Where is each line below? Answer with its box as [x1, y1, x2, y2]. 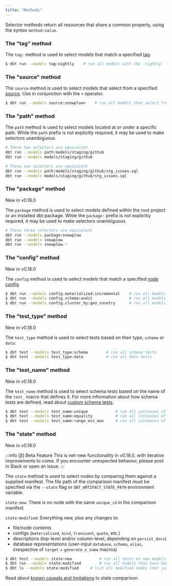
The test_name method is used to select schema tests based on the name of [5, 388, 165, 394]
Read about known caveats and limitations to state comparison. [5, 575, 139, 581]
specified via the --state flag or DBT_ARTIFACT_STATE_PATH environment [5, 484, 155, 490]
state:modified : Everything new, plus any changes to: [5, 514, 119, 520]
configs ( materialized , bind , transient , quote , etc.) [12, 530, 120, 536]
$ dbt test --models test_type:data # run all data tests [5, 354, 153, 360]
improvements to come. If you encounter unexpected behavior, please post [5, 457, 164, 464]
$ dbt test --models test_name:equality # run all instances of [5, 413, 166, 419]
